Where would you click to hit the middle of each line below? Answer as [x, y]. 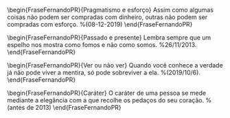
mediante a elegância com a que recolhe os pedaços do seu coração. [106, 100]
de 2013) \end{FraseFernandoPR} [74, 107]
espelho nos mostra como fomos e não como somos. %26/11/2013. [102, 45]
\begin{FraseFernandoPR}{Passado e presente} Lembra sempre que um [109, 38]
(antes [16, 107]
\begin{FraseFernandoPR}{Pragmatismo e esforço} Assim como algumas [111, 10]
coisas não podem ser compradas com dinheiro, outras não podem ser [107, 17]
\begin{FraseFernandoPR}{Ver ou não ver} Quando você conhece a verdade [115, 65]
